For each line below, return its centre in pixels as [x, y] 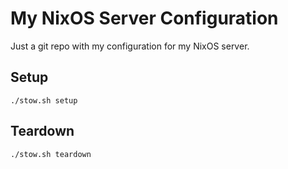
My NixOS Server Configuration [144, 18]
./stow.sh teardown [51, 154]
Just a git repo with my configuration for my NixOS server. [130, 46]
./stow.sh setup [44, 100]
